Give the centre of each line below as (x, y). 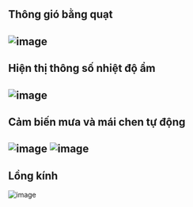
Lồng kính (33, 176)
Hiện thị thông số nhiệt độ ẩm (82, 68)
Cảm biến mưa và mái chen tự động (97, 122)
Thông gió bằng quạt (61, 15)
